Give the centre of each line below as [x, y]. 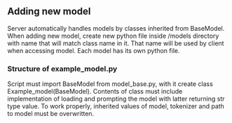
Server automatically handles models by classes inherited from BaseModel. [116, 28]
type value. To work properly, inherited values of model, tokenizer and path [116, 106]
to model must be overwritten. [51, 114]
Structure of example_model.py [62, 68]
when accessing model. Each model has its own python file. [94, 50]
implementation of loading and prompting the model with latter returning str [116, 99]
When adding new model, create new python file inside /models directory [113, 36]
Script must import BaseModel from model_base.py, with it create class [110, 84]
